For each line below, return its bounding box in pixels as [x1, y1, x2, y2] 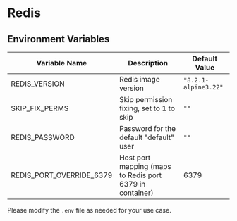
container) [119, 188, 154, 198]
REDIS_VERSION [11, 79, 65, 89]
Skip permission [119, 95, 173, 104]
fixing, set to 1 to [119, 103, 175, 113]
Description [128, 58, 168, 68]
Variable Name [36, 58, 87, 68]
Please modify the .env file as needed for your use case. [7, 206, 171, 214]
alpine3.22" [183, 83, 224, 91]
